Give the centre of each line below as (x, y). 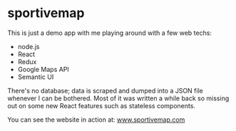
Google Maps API (43, 69)
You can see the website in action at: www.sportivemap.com (96, 120)
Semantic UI (36, 77)
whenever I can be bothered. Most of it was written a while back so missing (118, 98)
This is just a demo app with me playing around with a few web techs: (110, 33)
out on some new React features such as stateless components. (102, 105)
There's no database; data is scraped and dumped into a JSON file (105, 90)
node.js (29, 46)
